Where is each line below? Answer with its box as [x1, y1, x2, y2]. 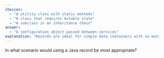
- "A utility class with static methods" [9, 12, 95, 16]
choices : [5, 7, 23, 12]
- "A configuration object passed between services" [9, 29, 119, 34]
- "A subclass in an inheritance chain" [9, 20, 93, 26]
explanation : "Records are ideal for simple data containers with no [5, 34, 150, 39]
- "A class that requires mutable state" [9, 16, 95, 21]
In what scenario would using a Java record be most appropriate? [5, 47, 137, 53]
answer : [5, 25, 21, 30]
